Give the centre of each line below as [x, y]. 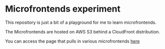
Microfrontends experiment [63, 9]
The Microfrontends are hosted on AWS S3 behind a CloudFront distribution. [82, 32]
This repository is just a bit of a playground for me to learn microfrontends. [81, 22]
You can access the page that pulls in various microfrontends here [72, 41]
